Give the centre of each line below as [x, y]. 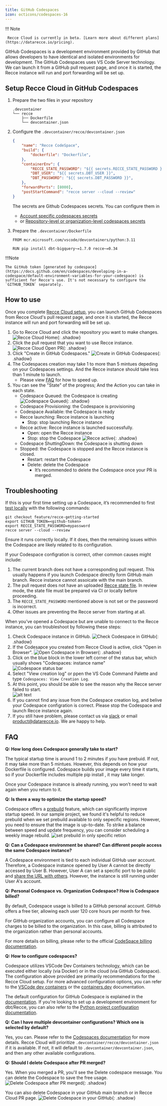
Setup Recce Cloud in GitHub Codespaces [72, 88]
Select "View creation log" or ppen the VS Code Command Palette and [85, 673]
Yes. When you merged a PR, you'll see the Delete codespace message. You [84, 1073]
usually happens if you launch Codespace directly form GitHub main [83, 575]
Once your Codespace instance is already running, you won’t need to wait [81, 784]
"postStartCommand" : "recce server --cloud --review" [79, 192]
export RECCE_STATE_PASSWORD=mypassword [48, 526]
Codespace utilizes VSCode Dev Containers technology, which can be [77, 966]
